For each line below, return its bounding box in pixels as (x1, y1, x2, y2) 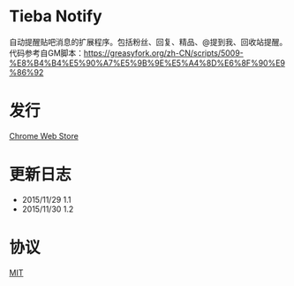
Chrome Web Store (9, 130, 79, 141)
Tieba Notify (9, 6, 103, 27)
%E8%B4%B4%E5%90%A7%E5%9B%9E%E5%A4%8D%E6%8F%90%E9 (9, 58, 285, 68)
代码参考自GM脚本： (9, 47, 85, 58)
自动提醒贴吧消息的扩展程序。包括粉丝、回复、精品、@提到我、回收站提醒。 (9, 36, 288, 47)
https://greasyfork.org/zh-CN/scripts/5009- (83, 47, 245, 58)
